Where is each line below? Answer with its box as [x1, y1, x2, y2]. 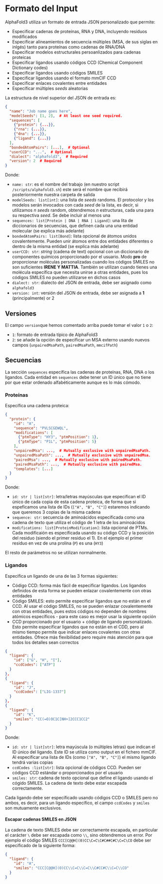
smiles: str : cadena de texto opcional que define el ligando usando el [12, 775, 153, 781]
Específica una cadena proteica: [5, 403, 69, 409]
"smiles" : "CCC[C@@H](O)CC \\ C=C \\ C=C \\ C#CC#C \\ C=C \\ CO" [14, 865, 130, 871]
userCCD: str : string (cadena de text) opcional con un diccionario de [12, 249, 149, 255]
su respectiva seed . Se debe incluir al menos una [12, 212, 111, 218]
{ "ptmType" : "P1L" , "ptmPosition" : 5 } [17, 439, 97, 444]
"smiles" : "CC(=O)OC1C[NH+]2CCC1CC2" [14, 716, 90, 721]
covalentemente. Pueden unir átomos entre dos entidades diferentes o [12, 238, 153, 244]
